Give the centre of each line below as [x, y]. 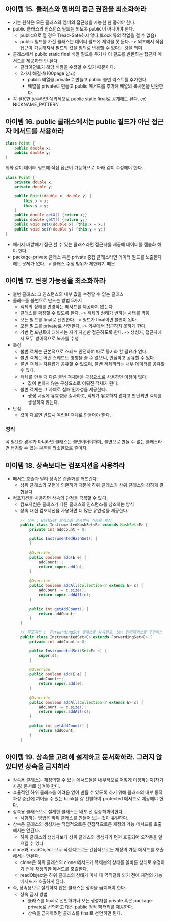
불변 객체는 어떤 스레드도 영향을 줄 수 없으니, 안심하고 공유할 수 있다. [88, 358]
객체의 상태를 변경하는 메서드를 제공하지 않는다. [67, 307]
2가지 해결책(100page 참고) [48, 73]
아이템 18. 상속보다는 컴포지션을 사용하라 [65, 465]
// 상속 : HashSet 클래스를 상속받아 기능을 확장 [66, 520]
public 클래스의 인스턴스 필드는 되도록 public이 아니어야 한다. [73, 28]
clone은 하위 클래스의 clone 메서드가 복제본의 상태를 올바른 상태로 [86, 862]
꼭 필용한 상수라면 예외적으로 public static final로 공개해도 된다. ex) [80, 99]
